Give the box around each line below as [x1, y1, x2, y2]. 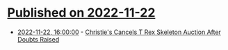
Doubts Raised [17, 35, 60, 43]
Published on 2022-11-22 [7, 5, 156, 21]
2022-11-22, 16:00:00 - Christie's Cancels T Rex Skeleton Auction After [17, 28, 221, 36]
